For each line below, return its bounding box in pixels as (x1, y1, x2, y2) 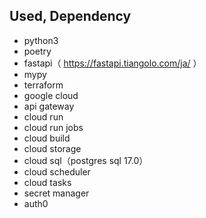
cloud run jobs (23, 121, 84, 133)
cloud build (23, 132, 71, 144)
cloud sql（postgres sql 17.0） (23, 154, 149, 166)
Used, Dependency (9, 8, 132, 25)
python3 (23, 34, 59, 46)
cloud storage (23, 142, 82, 154)
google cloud (23, 89, 79, 101)
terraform (23, 79, 64, 91)
